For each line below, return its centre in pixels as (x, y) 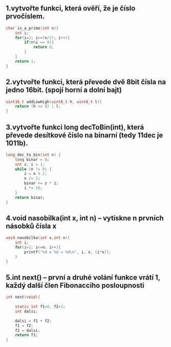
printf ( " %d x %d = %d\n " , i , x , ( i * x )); (68, 252)
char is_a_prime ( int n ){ (32, 28)
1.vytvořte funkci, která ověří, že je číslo (71, 8)
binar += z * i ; (41, 183)
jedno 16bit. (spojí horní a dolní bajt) (64, 90)
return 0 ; (43, 47)
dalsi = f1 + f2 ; (33, 321)
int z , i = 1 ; (30, 164)
